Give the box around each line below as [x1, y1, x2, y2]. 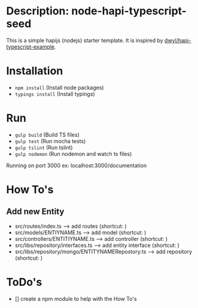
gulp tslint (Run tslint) [14, 144, 73, 151]
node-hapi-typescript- [71, 4, 187, 18]
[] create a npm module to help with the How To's [14, 295, 137, 302]
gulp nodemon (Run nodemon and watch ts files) [14, 150, 132, 157]
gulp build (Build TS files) [14, 131, 80, 138]
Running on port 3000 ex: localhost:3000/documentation [6, 162, 147, 169]
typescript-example [6, 43, 55, 50]
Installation [6, 64, 63, 78]
